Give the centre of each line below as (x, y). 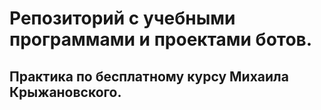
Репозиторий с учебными (122, 18)
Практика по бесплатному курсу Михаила (149, 76)
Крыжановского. (65, 92)
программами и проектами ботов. (161, 39)
